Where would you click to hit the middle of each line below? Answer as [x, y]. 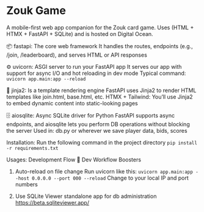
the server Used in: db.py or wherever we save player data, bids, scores [97, 130]
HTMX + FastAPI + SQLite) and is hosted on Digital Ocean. [80, 34]
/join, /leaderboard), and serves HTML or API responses [77, 55]
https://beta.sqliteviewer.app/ [52, 202]
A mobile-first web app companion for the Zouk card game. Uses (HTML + [100, 27]
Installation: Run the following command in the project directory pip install [102, 142]
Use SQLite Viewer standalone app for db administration [86, 196]
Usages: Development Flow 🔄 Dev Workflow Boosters [74, 160]
